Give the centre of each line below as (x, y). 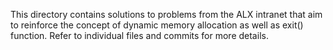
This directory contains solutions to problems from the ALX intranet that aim (166, 14)
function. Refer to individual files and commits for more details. (139, 35)
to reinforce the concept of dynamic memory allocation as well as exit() (157, 25)
